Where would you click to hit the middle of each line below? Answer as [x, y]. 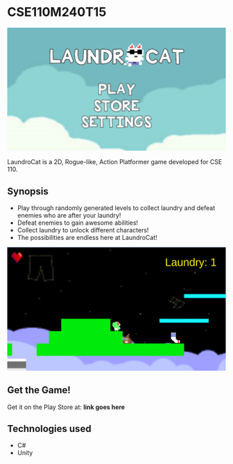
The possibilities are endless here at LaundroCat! [87, 238]
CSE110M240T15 [57, 12]
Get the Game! [39, 390]
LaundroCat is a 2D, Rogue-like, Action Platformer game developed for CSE [115, 162]
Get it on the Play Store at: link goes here [66, 407]
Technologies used [49, 429]
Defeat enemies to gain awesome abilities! [78, 223]
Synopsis [28, 191]
